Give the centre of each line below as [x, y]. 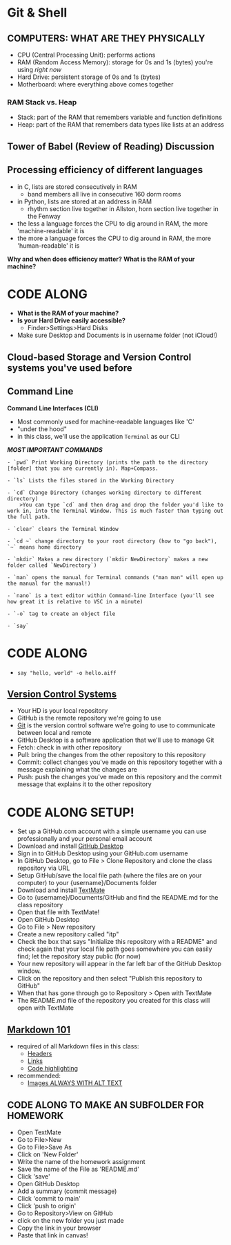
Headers [40, 1054]
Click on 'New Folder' [48, 1154]
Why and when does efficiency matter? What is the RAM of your [101, 259]
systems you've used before [70, 368]
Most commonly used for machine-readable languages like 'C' [106, 421]
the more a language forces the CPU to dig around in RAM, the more [114, 238]
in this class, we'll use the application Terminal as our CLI [99, 436]
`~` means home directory [44, 547]
